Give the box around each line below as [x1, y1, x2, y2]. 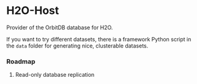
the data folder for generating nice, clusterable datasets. [6, 42, 149, 49]
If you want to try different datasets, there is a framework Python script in [6, 35, 191, 43]
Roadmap [6, 57, 35, 66]
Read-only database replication [15, 71, 95, 79]
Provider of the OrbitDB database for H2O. [6, 24, 113, 31]
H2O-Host [6, 4, 59, 18]
